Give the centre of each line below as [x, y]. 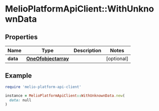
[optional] [117, 59]
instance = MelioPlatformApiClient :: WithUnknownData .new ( [65, 96]
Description [88, 50]
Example [18, 76]
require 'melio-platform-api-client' [43, 87]
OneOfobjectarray [47, 59]
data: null [20, 100]
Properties [21, 37]
